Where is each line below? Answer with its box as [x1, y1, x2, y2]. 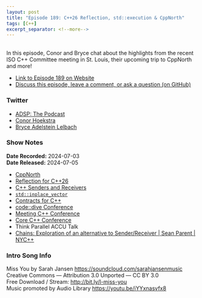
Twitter [6, 96, 29, 105]
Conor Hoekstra [15, 117, 56, 124]
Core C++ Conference [15, 216, 72, 224]
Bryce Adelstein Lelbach [15, 123, 77, 131]
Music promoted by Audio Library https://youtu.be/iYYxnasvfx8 [6, 285, 166, 292]
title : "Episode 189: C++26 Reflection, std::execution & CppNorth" [6, 15, 185, 21]
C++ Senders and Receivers [15, 183, 87, 191]
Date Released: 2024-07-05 [6, 159, 78, 166]
